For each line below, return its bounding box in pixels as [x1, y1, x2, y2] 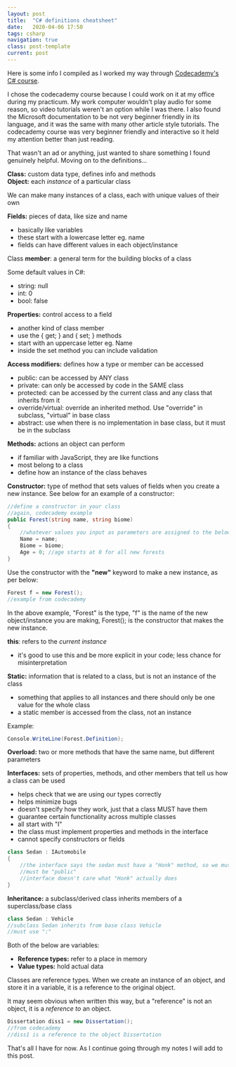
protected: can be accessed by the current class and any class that [17, 388, 213, 397]
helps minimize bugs [17, 797, 77, 806]
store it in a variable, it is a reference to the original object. [7, 983, 176, 992]
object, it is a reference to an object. [7, 1004, 112, 1013]
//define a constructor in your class [7, 503, 121, 510]
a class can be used [7, 776, 65, 785]
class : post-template [7, 43, 71, 50]
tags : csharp [7, 30, 46, 37]
